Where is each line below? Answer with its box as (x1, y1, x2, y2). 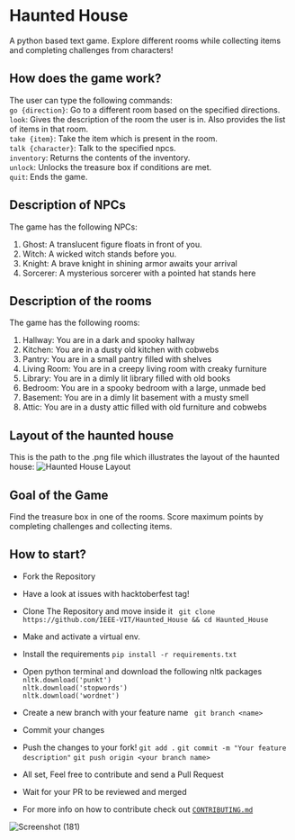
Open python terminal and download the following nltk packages (22, 665, 263, 676)
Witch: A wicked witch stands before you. (22, 248, 177, 259)
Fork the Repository (22, 571, 96, 582)
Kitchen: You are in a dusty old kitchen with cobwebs (22, 344, 219, 356)
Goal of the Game (9, 487, 109, 502)
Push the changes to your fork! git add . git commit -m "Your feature (22, 742, 287, 753)
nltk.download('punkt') (22, 675, 112, 684)
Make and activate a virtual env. (22, 631, 141, 642)
